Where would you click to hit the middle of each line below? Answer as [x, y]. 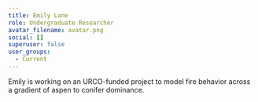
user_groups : [29, 52]
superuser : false [37, 45]
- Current [31, 60]
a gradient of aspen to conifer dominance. [76, 89]
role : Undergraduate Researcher [61, 23]
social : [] [26, 37]
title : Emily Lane [38, 15]
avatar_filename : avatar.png [56, 30]
